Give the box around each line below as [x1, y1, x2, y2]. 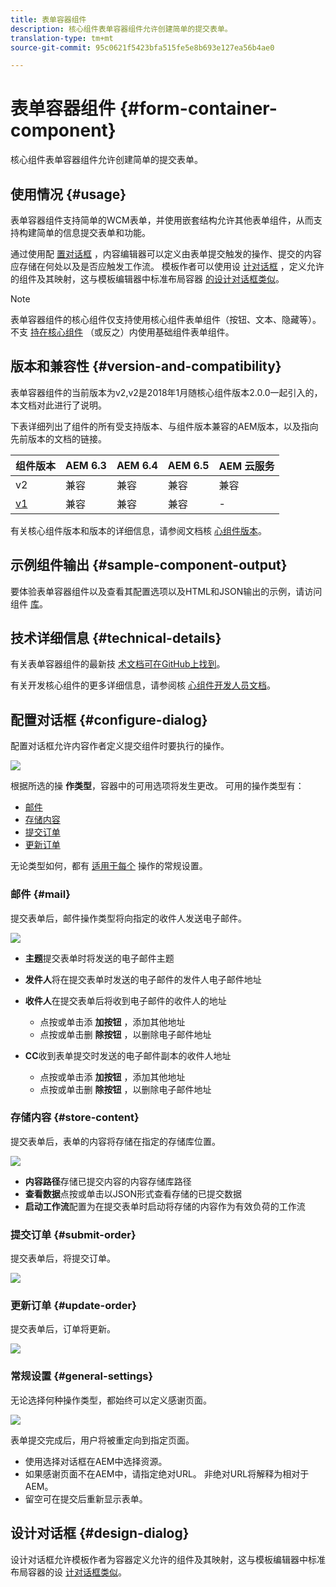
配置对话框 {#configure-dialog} [10, 711, 208, 728]
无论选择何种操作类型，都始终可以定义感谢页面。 [10, 1394, 212, 1406]
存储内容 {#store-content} [10, 1111, 140, 1125]
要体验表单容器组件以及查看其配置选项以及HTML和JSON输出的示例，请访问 [10, 585, 323, 597]
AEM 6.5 [167, 458, 210, 472]
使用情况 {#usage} [10, 186, 127, 203]
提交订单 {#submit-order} [10, 1227, 137, 1241]
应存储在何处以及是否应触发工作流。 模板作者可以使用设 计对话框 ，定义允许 [10, 261, 325, 272]
